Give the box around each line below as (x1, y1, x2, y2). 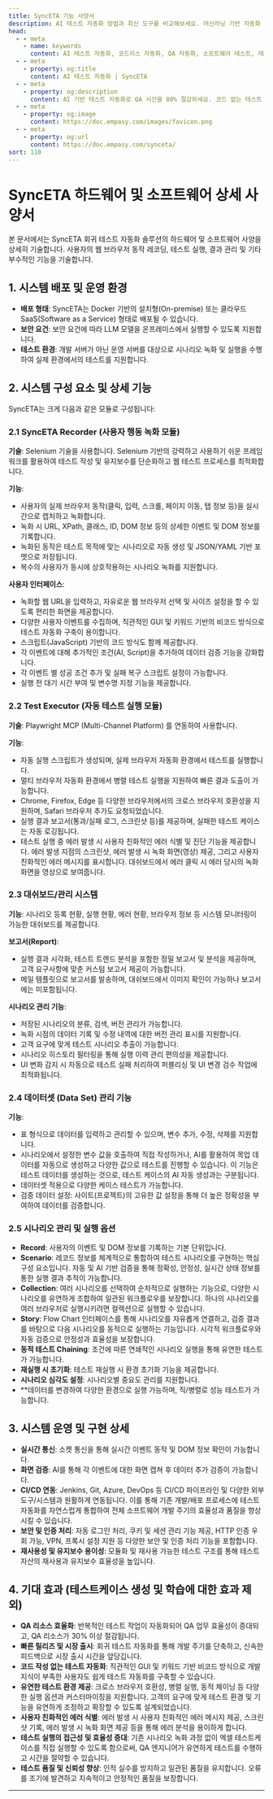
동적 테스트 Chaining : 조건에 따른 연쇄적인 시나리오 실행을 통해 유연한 (19, 1344, 241, 1354)
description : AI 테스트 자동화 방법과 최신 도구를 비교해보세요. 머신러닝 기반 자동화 (8, 20, 262, 28)
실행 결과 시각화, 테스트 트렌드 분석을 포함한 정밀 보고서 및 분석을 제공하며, (19, 953, 257, 964)
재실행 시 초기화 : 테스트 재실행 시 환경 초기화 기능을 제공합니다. (19, 1365, 219, 1374)
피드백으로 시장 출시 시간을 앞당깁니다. (19, 1652, 142, 1662)
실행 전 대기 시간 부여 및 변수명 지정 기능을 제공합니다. (19, 678, 192, 688)
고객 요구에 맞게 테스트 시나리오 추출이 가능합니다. (19, 1039, 179, 1049)
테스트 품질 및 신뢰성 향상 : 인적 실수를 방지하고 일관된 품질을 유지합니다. (19, 1763, 247, 1773)
